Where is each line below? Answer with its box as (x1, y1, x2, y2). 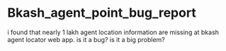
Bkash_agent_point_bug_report (7, 5, 196, 21)
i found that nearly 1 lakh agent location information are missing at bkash (7, 28, 220, 36)
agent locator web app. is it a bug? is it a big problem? (7, 35, 165, 43)
